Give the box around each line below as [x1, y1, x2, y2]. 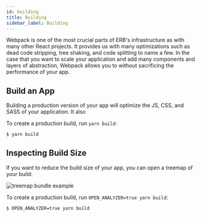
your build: [6, 170, 33, 177]
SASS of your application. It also [6, 108, 86, 115]
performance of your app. [6, 69, 70, 76]
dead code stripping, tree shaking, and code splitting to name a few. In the [6, 49, 190, 57]
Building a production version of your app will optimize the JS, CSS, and [6, 102, 184, 109]
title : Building [6, 14, 47, 20]
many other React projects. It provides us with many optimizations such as [6, 43, 190, 50]
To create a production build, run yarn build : [6, 120, 117, 127]
